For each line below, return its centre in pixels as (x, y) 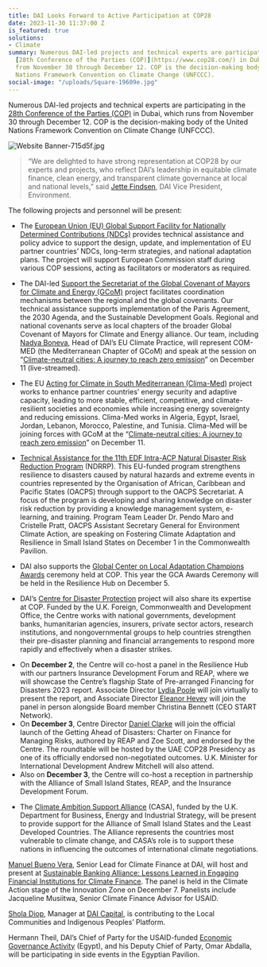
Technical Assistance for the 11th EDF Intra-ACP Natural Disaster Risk (133, 457)
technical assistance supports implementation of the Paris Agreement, (135, 309)
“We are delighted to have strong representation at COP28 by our (135, 161)
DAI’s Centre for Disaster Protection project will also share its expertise (135, 598)
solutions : (26, 38)
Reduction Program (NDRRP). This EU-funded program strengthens (130, 466)
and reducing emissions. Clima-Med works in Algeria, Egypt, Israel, (130, 417)
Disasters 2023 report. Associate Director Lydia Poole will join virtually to (139, 689)
